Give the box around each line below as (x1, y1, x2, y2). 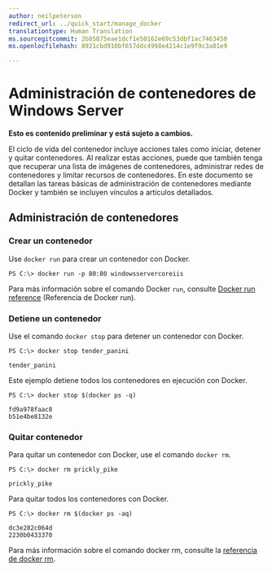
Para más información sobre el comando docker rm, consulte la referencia (8, 546, 258, 556)
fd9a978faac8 (8, 406, 53, 414)
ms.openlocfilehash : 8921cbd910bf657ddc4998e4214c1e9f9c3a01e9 (8, 42, 228, 50)
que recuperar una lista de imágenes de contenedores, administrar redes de (8, 162, 265, 172)
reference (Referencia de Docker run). (8, 292, 137, 302)
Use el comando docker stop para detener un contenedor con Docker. (8, 331, 244, 342)
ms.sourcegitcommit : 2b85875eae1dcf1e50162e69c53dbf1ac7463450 (8, 34, 228, 43)
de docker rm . (8, 554, 56, 564)
